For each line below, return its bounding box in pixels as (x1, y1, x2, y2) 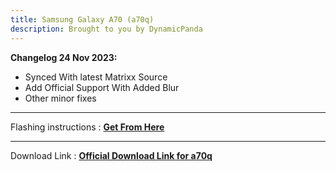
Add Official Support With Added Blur (24, 81, 180, 93)
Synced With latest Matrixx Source (24, 71, 168, 83)
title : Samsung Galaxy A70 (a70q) (10, 14, 155, 25)
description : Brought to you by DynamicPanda (10, 24, 203, 34)
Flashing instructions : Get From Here (10, 121, 165, 133)
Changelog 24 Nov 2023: (10, 51, 118, 63)
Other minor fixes (24, 92, 97, 104)
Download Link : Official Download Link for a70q (10, 149, 213, 161)
